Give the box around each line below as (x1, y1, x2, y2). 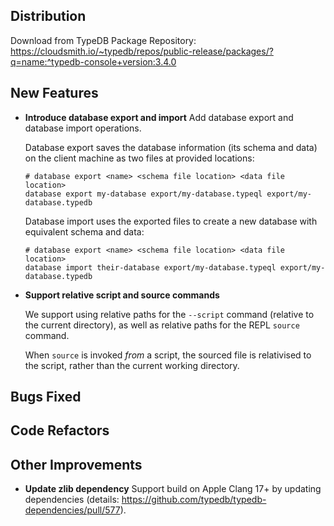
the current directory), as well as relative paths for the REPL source (24, 319, 300, 331)
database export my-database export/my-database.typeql (24, 189, 263, 199)
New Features (10, 85, 99, 102)
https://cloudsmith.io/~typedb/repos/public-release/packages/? (10, 45, 274, 57)
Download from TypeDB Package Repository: (10, 34, 197, 46)
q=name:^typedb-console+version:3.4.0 (10, 55, 177, 68)
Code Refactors (10, 422, 110, 439)
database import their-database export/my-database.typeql (24, 262, 277, 273)
